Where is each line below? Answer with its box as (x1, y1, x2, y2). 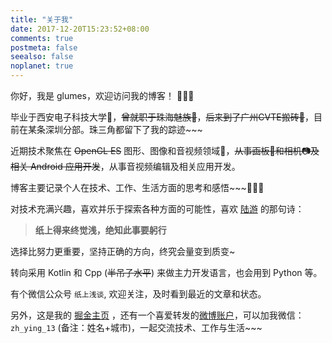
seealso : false (10, 52, 74, 62)
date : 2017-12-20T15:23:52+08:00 (10, 24, 150, 34)
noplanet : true (10, 61, 74, 71)
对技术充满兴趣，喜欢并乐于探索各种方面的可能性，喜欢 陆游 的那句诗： (10, 203, 305, 215)
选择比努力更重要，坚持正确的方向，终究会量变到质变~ (10, 246, 236, 257)
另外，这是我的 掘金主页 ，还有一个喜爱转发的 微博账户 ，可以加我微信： (10, 309, 305, 321)
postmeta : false (10, 42, 78, 53)
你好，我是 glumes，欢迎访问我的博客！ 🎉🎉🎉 (10, 90, 195, 101)
